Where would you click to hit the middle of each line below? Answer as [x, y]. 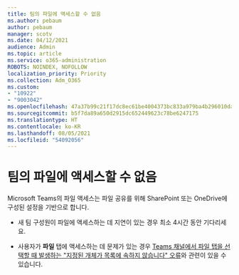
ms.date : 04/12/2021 [38, 41]
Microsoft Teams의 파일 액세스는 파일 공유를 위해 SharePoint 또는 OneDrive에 [117, 198]
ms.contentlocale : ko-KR [44, 126]
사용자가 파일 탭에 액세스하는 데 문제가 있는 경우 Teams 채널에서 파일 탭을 [120, 247]
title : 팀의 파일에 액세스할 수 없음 [54, 14]
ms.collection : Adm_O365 [44, 80]
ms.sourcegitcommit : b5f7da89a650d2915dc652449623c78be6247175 [103, 113]
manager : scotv [30, 34]
